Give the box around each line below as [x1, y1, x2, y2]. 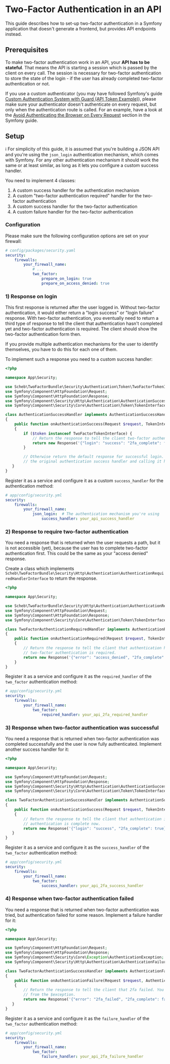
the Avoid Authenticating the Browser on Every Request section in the [5, 112, 150, 118]
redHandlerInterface [5, 576, 49, 581]
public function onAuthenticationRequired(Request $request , [14, 636, 146, 641]
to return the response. [49, 575, 98, 581]
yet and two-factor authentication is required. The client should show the [5, 326, 158, 332]
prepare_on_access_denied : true [41, 281, 110, 286]
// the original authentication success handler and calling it [23, 459, 162, 464]
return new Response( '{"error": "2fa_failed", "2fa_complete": [23, 997, 159, 1002]
